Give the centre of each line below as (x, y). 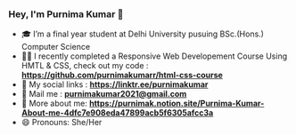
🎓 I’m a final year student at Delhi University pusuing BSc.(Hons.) (143, 34)
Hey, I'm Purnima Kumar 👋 (66, 14)
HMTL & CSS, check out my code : (85, 66)
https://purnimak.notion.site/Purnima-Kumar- (177, 103)
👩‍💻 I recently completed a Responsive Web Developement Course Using (154, 56)
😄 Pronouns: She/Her (62, 123)
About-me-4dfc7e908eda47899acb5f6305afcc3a (117, 113)
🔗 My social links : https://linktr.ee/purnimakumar (115, 84)
